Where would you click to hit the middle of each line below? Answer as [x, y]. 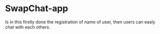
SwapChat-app [37, 8]
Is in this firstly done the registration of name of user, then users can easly [80, 22]
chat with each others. [28, 27]
